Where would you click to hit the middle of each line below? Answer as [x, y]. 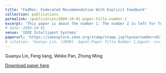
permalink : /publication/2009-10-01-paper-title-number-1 [66, 19]
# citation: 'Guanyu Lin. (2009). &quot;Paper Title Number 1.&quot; [78, 42]
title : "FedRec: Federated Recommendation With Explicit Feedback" [76, 10]
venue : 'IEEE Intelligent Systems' [42, 33]
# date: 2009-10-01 [25, 28]
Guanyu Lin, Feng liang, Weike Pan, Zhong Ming [54, 56]
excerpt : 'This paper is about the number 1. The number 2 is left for [80, 23]
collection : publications [32, 14]
